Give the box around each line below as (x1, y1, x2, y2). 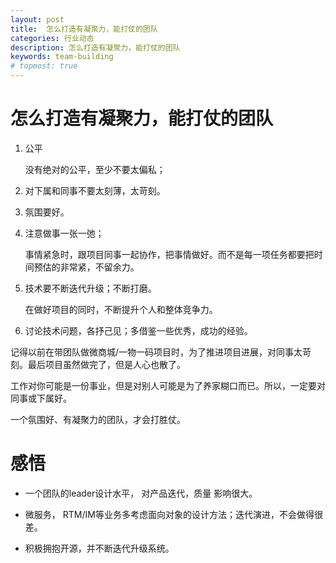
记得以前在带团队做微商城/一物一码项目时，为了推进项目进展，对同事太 (10, 346, 303, 358)
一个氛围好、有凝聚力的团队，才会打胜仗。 (10, 413, 186, 425)
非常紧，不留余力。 (59, 261, 140, 273)
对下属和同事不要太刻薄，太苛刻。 (24, 184, 166, 196)
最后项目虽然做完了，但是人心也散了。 (27, 358, 186, 370)
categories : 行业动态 (10, 33, 95, 43)
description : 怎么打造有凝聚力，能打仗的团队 (10, 42, 181, 53)
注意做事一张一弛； (24, 227, 105, 239)
